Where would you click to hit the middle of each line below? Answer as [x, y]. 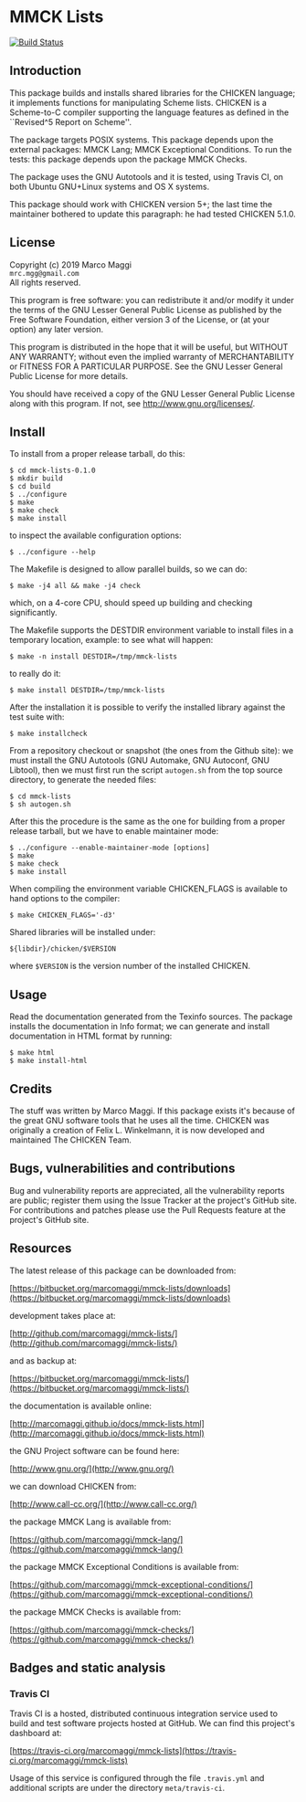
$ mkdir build [37, 479]
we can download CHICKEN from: [73, 1486]
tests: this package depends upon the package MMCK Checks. [128, 159]
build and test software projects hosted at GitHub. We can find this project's [152, 1723]
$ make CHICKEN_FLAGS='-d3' [63, 915]
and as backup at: [43, 1360]
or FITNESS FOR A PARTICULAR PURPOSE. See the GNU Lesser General [146, 366]
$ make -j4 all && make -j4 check [75, 586]
